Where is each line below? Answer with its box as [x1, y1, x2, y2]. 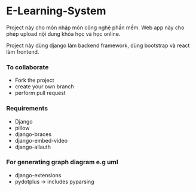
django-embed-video [14, 137, 68, 144]
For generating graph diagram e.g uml [6, 158, 118, 167]
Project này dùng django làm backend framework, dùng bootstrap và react [6, 42, 190, 49]
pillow [14, 124, 30, 131]
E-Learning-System [6, 4, 106, 18]
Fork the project [14, 76, 55, 84]
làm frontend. [6, 48, 39, 55]
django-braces [14, 130, 52, 138]
